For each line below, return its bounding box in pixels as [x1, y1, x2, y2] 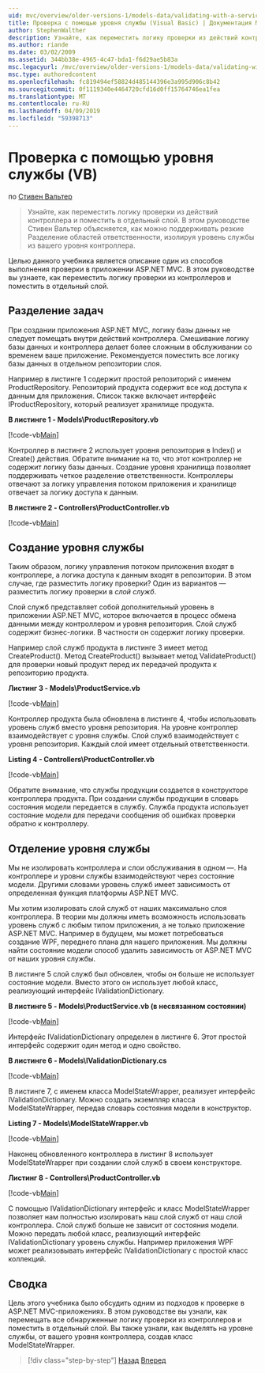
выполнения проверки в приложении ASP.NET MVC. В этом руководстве [8, 264, 255, 274]
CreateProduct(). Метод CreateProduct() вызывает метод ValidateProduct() [8, 651, 256, 661]
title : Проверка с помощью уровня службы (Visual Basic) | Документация [8, 19, 252, 27]
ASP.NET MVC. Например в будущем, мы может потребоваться [8, 929, 224, 939]
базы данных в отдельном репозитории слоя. [8, 358, 162, 368]
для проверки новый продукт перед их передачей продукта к [8, 660, 217, 669]
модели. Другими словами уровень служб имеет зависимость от [8, 880, 231, 889]
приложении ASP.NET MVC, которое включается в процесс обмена [8, 611, 237, 620]
